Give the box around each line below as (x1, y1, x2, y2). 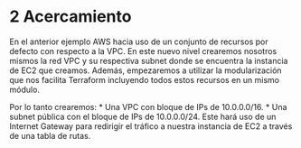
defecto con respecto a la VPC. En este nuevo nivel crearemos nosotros (9, 45, 277, 56)
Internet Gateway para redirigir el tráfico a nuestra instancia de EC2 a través (9, 120, 293, 132)
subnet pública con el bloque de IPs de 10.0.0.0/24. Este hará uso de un (9, 111, 277, 122)
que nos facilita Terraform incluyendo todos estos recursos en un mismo (9, 74, 280, 85)
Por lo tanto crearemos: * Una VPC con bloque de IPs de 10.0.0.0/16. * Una (9, 101, 287, 112)
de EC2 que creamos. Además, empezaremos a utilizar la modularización (9, 65, 282, 76)
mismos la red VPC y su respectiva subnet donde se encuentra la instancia (9, 55, 288, 66)
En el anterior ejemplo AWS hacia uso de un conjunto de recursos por (9, 36, 268, 47)
